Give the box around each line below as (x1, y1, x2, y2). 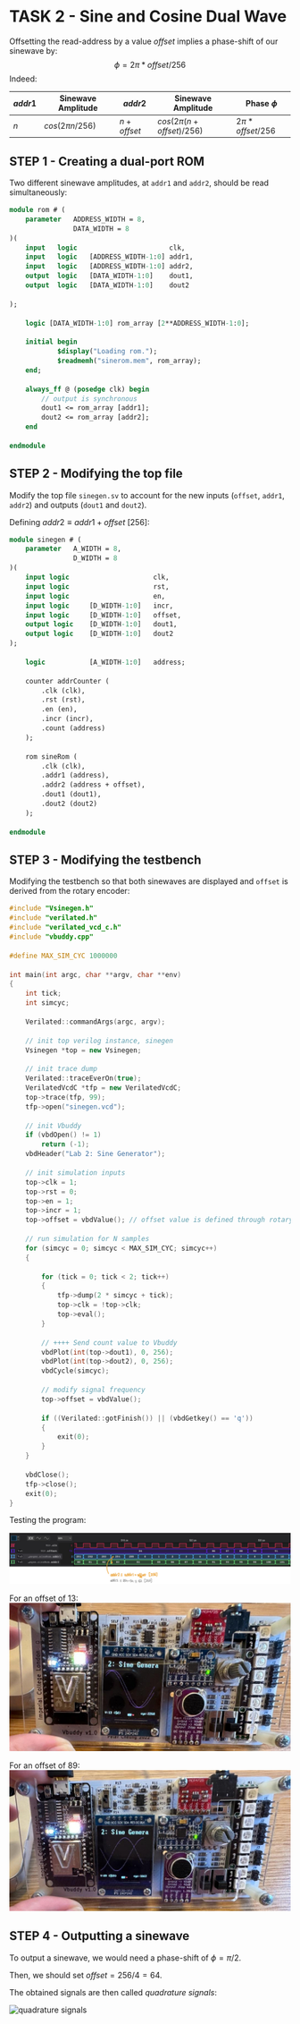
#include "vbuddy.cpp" (9, 932, 94, 941)
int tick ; (25, 989, 62, 999)
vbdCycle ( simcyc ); (41, 1366, 110, 1375)
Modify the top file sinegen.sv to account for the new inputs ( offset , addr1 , (9, 489, 286, 500)
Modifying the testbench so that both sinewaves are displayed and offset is (9, 876, 288, 887)
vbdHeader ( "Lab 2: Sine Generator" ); (25, 1150, 166, 1159)
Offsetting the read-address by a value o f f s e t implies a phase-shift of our (9, 36, 279, 47)
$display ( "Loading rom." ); (56, 347, 158, 356)
